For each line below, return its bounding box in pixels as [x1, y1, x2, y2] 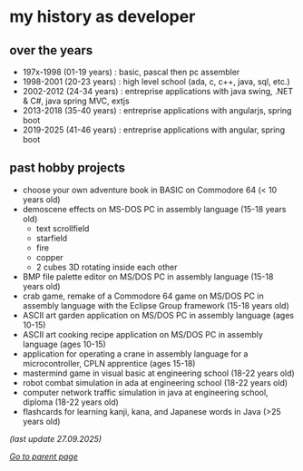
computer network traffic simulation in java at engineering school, [22, 387, 269, 397]
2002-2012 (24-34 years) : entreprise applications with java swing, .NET [22, 86, 294, 96]
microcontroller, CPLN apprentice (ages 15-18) [22, 358, 196, 368]
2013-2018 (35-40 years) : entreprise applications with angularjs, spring [22, 105, 292, 115]
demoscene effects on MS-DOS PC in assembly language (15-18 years [22, 203, 287, 214]
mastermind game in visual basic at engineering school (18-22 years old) [22, 368, 295, 378]
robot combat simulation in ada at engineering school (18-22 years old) [22, 377, 288, 388]
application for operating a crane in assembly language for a [22, 348, 249, 359]
